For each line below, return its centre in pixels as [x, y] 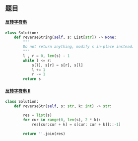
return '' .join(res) [44, 134]
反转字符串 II [18, 91]
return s [32, 79]
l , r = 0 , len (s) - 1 [46, 56]
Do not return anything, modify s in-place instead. [79, 47]
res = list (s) [37, 115]
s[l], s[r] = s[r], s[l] [57, 65]
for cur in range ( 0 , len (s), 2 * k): [62, 120]
